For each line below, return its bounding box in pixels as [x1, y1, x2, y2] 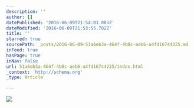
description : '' [6, 8, 46, 15]
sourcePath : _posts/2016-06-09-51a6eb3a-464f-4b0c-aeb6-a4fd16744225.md [6, 42, 189, 48]
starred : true [6, 36, 41, 42]
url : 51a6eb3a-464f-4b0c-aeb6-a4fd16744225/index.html [6, 63, 144, 70]
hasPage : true [6, 53, 41, 58]
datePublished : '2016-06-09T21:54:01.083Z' [6, 19, 115, 25]
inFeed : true [6, 47, 38, 53]
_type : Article [6, 74, 44, 80]
